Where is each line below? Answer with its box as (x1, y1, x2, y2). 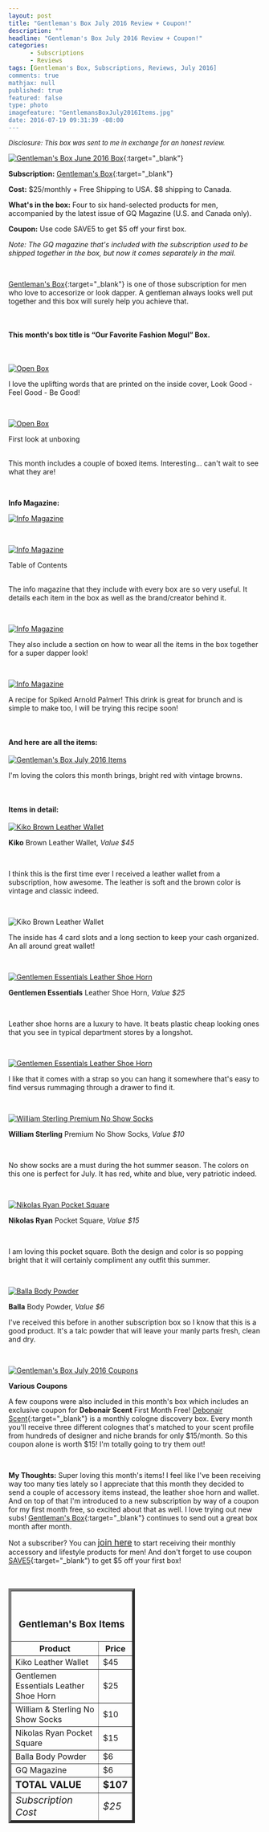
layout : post (8, 11, 52, 20)
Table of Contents (8, 560, 68, 570)
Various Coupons (8, 1382, 68, 1391)
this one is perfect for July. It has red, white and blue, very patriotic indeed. (8, 1169, 257, 1179)
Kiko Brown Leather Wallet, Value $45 (8, 838, 135, 848)
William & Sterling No (15, 1704, 95, 1715)
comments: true (8, 71, 59, 79)
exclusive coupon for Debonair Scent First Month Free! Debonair (8, 1406, 223, 1415)
